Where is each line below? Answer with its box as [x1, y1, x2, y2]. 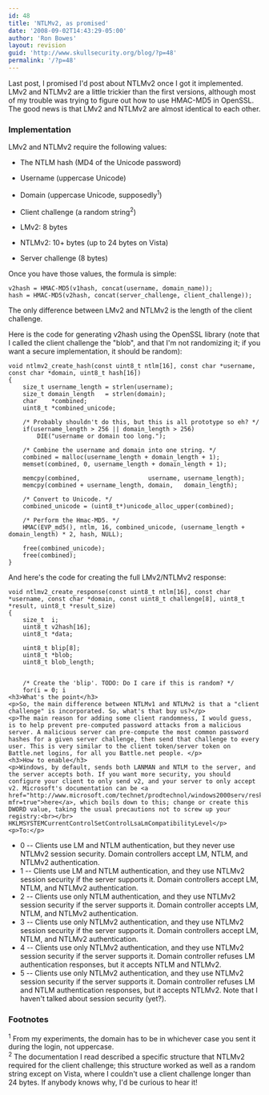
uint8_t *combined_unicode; [22, 404, 116, 413]
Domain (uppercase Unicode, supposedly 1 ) [19, 189, 163, 200]
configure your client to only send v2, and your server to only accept [8, 778, 256, 786]
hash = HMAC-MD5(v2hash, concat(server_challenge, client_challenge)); [8, 292, 252, 300]
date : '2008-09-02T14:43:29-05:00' [8, 26, 127, 34]
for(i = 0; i [22, 686, 66, 694]
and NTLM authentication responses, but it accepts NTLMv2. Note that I [19, 985, 258, 995]
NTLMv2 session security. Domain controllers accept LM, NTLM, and [19, 849, 248, 859]
